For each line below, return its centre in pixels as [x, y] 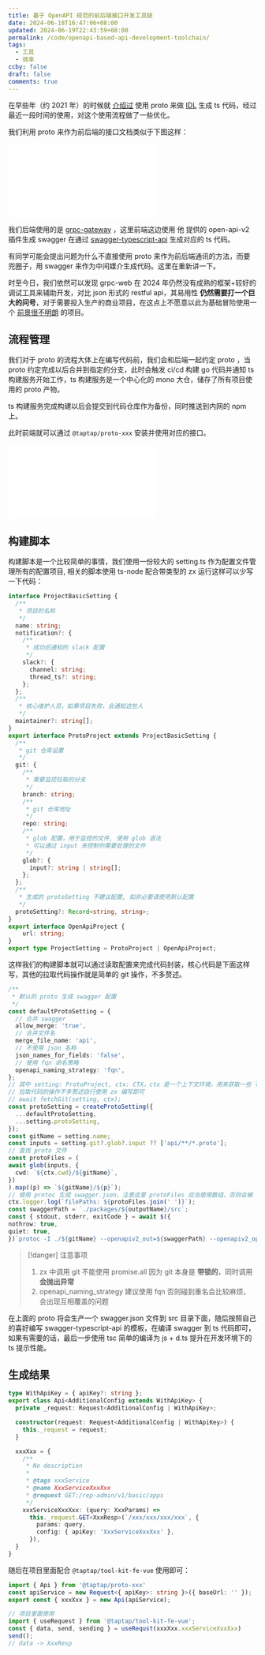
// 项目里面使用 [31, 1614]
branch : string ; [49, 794]
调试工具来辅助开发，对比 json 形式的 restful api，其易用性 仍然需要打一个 [128, 292]
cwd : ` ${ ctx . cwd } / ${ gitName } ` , [67, 1173]
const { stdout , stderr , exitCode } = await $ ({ [90, 1217]
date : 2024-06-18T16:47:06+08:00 [63, 23]
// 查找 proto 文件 [38, 1151]
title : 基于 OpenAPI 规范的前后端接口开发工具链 [80, 15]
